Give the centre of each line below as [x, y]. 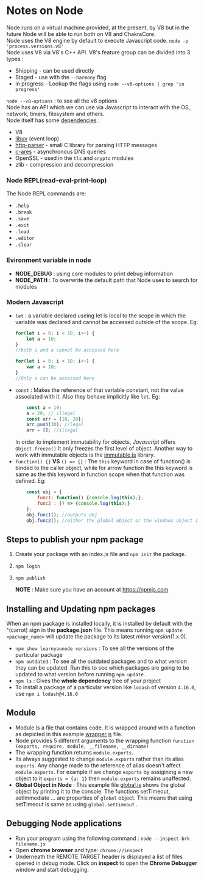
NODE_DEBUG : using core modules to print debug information [94, 273]
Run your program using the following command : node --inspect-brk [102, 838]
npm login [28, 566]
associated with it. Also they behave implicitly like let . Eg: [87, 396]
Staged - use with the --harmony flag [61, 77]
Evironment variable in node [49, 260]
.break [23, 212]
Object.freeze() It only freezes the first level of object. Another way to [104, 449]
